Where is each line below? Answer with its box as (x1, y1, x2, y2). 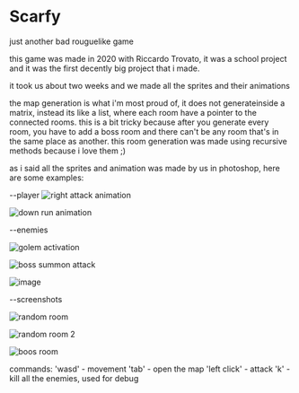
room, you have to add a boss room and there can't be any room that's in (9, 126, 279, 136)
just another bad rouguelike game (9, 36, 135, 47)
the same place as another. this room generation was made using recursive (9, 135, 287, 146)
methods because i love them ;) (9, 145, 127, 156)
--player (9, 189, 40, 200)
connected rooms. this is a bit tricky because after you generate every (9, 117, 269, 127)
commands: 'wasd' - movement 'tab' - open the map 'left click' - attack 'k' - (9, 363, 290, 374)
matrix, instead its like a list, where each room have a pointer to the (9, 107, 258, 118)
